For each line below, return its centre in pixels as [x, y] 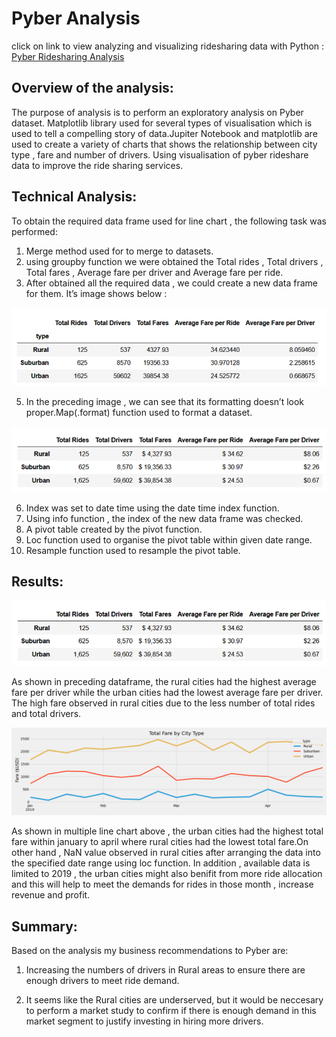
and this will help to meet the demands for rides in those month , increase [162, 884]
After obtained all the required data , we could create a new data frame [171, 283]
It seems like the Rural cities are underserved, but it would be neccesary [174, 1000]
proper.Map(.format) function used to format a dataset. [139, 413]
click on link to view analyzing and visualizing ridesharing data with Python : [168, 46]
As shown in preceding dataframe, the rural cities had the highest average [164, 682]
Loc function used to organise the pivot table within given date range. [169, 539]
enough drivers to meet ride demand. [102, 981]
